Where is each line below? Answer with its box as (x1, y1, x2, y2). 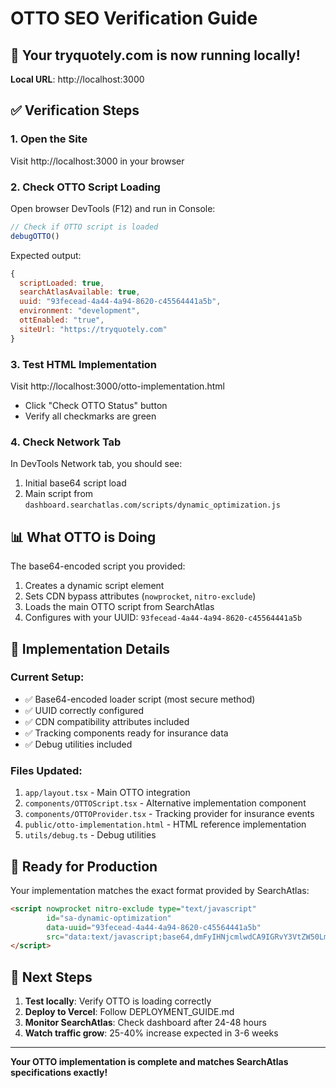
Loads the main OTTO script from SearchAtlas (24, 601, 215, 613)
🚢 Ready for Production (10, 858, 158, 875)
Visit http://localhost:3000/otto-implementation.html (10, 380, 225, 392)
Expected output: (10, 249, 82, 261)
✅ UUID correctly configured (24, 704, 145, 716)
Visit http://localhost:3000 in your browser (10, 155, 185, 167)
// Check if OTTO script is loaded (10, 222, 159, 232)
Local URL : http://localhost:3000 (10, 73, 145, 85)
